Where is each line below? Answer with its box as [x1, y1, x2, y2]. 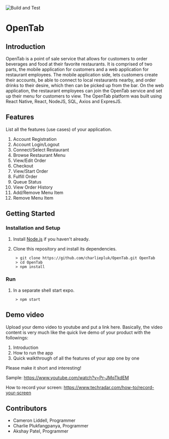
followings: [6, 334, 29, 340]
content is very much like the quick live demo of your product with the [6, 329, 151, 335]
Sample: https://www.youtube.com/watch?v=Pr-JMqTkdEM [6, 375, 129, 381]
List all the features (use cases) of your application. [6, 126, 112, 132]
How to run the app [13, 349, 53, 356]
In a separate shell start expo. [13, 287, 75, 293]
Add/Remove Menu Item [13, 189, 63, 196]
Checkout [13, 162, 34, 168]
